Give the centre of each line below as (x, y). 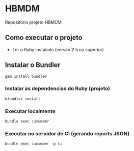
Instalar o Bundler (33, 65)
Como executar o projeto (44, 38)
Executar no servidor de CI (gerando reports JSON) (67, 134)
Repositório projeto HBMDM (33, 22)
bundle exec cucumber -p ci (34, 144)
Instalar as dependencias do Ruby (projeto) (58, 89)
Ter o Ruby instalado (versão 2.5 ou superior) (58, 49)
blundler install (23, 99)
